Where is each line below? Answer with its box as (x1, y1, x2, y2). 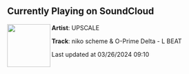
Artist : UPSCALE (51, 23, 100, 32)
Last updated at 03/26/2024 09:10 (51, 50, 150, 58)
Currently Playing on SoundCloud (7, 5, 155, 17)
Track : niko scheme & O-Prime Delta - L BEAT (51, 37, 182, 45)
